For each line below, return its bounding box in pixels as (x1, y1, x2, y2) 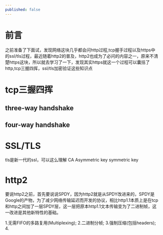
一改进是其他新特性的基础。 (5, 210, 61, 215)
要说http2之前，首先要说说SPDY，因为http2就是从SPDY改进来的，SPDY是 (5, 191, 155, 197)
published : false (5, 7, 41, 12)
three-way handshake (5, 104, 74, 113)
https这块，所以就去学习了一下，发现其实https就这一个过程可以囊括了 (9, 59, 150, 65)
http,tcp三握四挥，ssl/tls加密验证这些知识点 (5, 65, 93, 71)
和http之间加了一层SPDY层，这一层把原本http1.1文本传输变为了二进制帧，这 (5, 204, 157, 210)
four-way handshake (5, 120, 70, 129)
